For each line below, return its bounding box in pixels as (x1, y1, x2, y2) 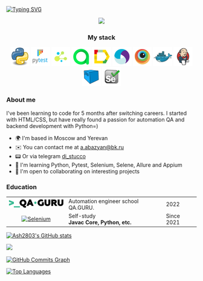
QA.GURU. (68, 204, 95, 211)
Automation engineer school (68, 197, 139, 205)
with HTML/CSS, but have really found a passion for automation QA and (6, 115, 185, 123)
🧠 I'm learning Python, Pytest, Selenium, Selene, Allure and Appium (14, 161, 182, 169)
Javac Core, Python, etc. (68, 218, 132, 226)
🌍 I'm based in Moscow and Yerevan (14, 134, 108, 141)
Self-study (68, 212, 96, 219)
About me (6, 95, 36, 104)
